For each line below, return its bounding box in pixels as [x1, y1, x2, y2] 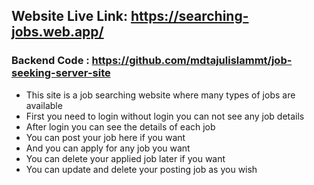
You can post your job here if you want [25, 131, 186, 143]
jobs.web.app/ [11, 24, 104, 41]
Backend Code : [11, 54, 90, 68]
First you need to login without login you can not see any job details [25, 110, 305, 122]
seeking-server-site [11, 66, 111, 80]
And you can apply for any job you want [25, 142, 191, 154]
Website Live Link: [11, 8, 129, 25]
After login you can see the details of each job [25, 120, 216, 133]
